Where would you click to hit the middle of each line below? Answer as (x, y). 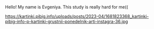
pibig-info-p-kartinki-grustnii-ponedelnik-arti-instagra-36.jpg (67, 22)
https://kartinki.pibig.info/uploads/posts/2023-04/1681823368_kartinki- (77, 16)
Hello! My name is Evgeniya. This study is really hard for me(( (67, 7)
